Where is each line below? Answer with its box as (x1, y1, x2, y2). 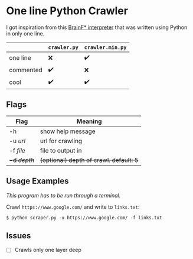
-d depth (9, 156, 34, 164)
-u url (9, 137, 25, 145)
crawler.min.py (84, 44, 127, 51)
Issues (6, 231, 31, 241)
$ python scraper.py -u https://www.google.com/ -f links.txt (6, 215, 162, 221)
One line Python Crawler (6, 4, 129, 18)
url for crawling (40, 137, 83, 145)
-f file (9, 146, 25, 154)
